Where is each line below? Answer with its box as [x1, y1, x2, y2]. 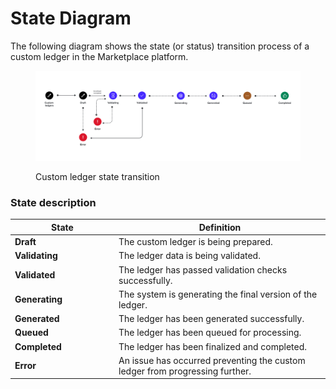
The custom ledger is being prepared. [118, 236, 273, 248]
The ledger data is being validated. [118, 250, 261, 262]
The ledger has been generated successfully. [118, 313, 305, 325]
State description [10, 195, 97, 209]
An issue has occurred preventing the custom [118, 354, 306, 366]
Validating [14, 250, 58, 262]
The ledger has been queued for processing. [118, 327, 302, 339]
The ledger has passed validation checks [118, 263, 288, 276]
